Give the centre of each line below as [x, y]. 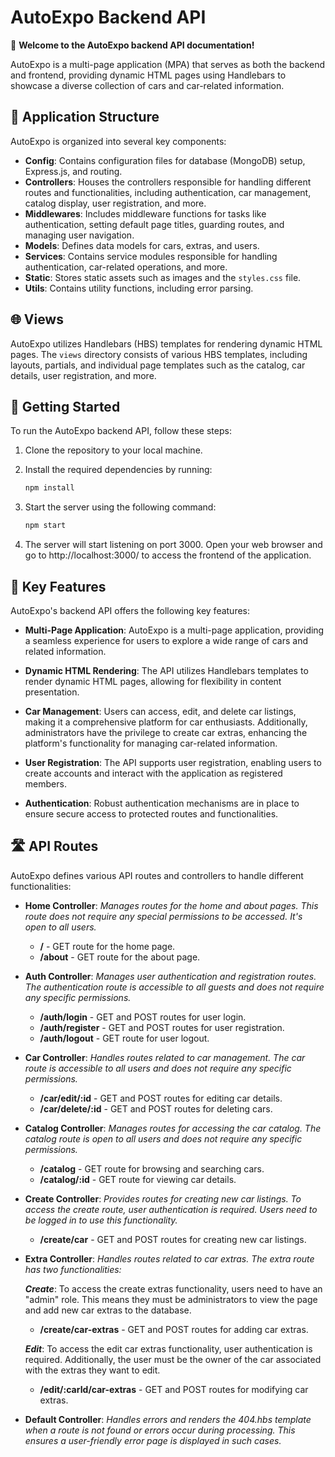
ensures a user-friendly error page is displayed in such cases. [153, 1440]
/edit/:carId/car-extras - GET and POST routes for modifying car [174, 1389]
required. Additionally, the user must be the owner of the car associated [173, 1359]
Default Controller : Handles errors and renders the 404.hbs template [168, 1419]
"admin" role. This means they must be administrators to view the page [171, 1299]
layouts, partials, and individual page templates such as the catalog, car [158, 365]
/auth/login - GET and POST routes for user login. [143, 1017]
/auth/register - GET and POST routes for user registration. [162, 1027]
